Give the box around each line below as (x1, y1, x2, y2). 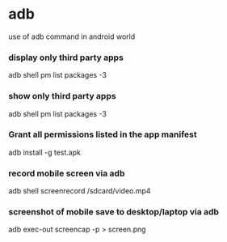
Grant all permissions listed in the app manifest (8, 129, 197, 140)
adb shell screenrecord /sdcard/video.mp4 (8, 186, 151, 196)
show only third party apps (8, 91, 116, 102)
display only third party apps (8, 52, 124, 63)
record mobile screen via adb (8, 168, 125, 179)
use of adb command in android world (8, 32, 136, 41)
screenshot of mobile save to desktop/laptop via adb (8, 206, 220, 218)
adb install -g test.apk (8, 147, 81, 157)
